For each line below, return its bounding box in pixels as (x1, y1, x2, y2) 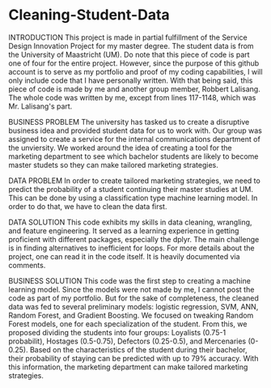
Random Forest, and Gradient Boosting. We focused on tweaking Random (8, 310, 254, 320)
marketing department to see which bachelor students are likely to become (8, 151, 259, 161)
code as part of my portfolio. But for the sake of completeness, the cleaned (8, 293, 259, 303)
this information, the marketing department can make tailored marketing (8, 362, 248, 372)
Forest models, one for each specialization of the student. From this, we (8, 318, 248, 329)
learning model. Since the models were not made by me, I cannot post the (8, 284, 255, 294)
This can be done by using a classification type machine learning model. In (8, 193, 258, 203)
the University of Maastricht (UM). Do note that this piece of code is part (8, 49, 250, 59)
